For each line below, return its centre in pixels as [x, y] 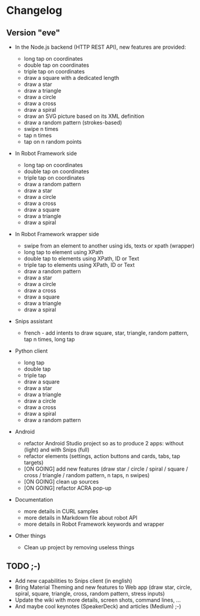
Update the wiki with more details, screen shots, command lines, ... [98, 600]
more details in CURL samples [61, 511]
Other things [30, 536]
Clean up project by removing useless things [79, 547]
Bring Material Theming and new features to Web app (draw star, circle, [103, 587]
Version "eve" [33, 33]
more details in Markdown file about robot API [81, 518]
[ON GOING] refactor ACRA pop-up [68, 488]
